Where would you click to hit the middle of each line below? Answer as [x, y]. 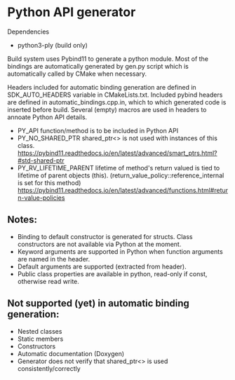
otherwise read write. [48, 281]
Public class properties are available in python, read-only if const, [112, 273]
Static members [40, 339]
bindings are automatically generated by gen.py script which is [98, 66]
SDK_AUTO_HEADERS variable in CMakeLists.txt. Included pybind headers [115, 95]
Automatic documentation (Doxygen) [71, 353]
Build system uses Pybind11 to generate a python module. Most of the [108, 59]
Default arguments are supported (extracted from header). [102, 266]
